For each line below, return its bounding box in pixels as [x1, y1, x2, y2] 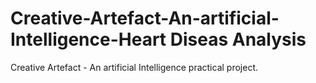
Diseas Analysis [169, 28, 307, 51]
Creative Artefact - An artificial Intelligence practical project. [10, 61, 258, 73]
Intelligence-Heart [10, 28, 167, 51]
